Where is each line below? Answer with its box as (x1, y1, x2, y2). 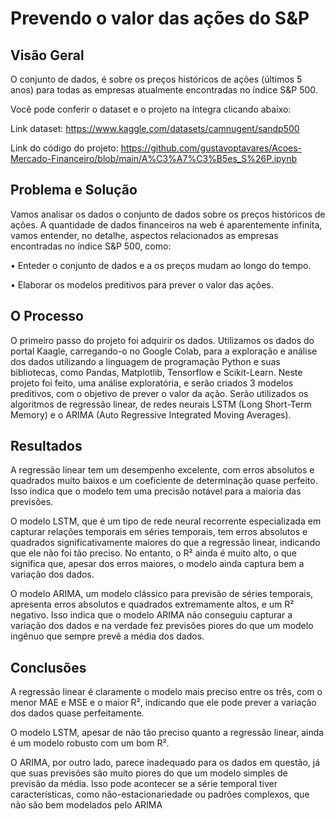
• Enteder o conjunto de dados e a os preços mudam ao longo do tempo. (10, 259, 312, 271)
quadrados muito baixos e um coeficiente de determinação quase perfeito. (10, 475, 318, 487)
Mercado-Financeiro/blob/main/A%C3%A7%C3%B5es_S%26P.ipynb (10, 153, 298, 164)
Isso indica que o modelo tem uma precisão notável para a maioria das (10, 485, 302, 497)
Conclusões (10, 659, 87, 676)
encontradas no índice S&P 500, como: (10, 240, 172, 252)
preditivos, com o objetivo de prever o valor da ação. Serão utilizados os (10, 387, 309, 399)
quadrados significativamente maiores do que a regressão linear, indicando (10, 537, 321, 549)
